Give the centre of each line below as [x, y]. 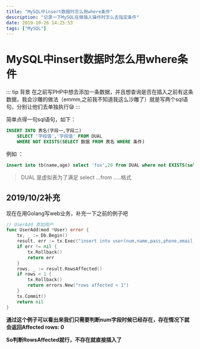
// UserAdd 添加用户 [30, 224]
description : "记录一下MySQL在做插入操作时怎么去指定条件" [73, 17]
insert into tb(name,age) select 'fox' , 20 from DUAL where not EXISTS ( [97, 165]
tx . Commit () [32, 296]
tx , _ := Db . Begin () [42, 235]
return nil [30, 302]
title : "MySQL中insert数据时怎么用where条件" [60, 12]
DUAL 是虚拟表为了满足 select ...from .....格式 [76, 177]
